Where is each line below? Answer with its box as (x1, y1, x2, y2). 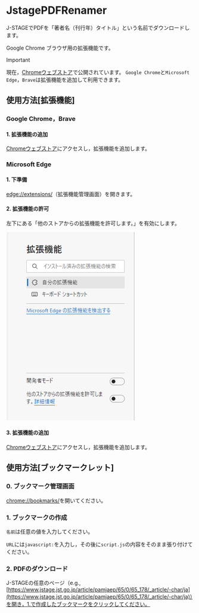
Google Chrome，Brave (6, 115, 76, 123)
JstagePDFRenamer (6, 4, 107, 17)
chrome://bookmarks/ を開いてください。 (6, 497, 107, 504)
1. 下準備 (6, 176, 27, 183)
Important (6, 56, 30, 63)
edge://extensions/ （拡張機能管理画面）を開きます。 (6, 190, 136, 197)
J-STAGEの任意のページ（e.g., (6, 580, 81, 587)
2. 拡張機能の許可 (6, 205, 49, 212)
